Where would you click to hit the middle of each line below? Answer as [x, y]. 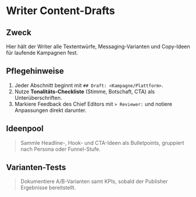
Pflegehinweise [35, 71]
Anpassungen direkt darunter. [50, 110]
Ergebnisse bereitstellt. [48, 188]
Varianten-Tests [36, 167]
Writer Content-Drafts [61, 11]
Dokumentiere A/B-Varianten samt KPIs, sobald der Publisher [94, 181]
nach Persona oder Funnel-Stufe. [61, 149]
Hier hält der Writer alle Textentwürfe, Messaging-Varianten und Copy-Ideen [98, 46]
